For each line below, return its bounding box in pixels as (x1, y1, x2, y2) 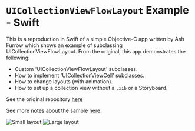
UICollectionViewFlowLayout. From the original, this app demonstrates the (6, 48, 186, 55)
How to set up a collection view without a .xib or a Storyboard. (14, 84, 168, 91)
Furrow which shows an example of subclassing (6, 42, 123, 49)
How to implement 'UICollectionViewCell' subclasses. (14, 72, 144, 79)
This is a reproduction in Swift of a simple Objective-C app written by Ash (6, 35, 184, 42)
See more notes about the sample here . (6, 107, 102, 114)
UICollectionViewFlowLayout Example (6, 4, 190, 17)
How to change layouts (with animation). (14, 78, 113, 85)
